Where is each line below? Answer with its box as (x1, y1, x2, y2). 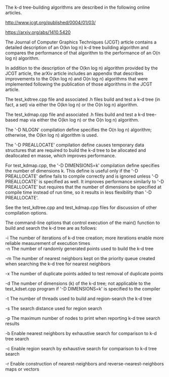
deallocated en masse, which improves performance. (5, 153, 116, 158)
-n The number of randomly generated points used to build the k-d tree (5, 245, 154, 252)
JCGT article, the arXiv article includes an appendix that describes (5, 70, 144, 76)
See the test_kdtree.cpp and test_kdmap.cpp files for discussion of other (5, 204, 157, 211)
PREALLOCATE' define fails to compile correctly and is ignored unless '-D (5, 173, 158, 179)
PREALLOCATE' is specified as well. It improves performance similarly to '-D (5, 179, 164, 184)
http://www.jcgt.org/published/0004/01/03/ (5, 20, 96, 25)
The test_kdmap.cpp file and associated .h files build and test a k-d (5, 111, 145, 117)
